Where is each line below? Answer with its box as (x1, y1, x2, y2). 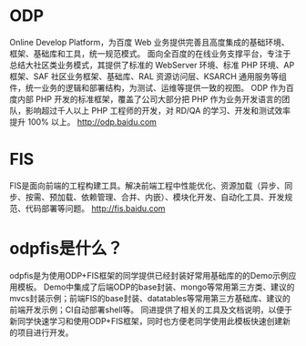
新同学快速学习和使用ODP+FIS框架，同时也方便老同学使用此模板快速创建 (9, 315, 283, 326)
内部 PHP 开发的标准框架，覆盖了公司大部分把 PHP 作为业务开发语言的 (16, 93, 282, 105)
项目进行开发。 (16, 327, 74, 338)
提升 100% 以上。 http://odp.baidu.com (9, 116, 158, 127)
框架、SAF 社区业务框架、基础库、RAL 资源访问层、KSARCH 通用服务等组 (9, 70, 287, 82)
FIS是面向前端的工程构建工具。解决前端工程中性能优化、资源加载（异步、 (9, 179, 285, 191)
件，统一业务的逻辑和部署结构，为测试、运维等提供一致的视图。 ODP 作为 (9, 82, 287, 93)
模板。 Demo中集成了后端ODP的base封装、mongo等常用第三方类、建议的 (16, 281, 295, 292)
